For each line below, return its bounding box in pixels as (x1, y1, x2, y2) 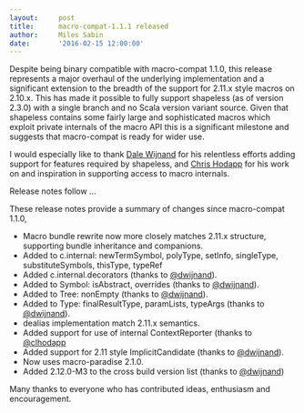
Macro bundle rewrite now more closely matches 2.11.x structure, (22, 231, 267, 242)
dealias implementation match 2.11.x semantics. (22, 317, 200, 328)
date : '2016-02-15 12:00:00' (9, 38, 145, 48)
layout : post (9, 13, 76, 23)
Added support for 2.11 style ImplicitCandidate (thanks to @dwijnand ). (22, 347, 285, 358)
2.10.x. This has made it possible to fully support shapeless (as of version (9, 93, 284, 104)
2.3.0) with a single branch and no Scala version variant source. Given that (9, 102, 289, 114)
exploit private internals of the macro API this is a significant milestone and (9, 122, 289, 133)
